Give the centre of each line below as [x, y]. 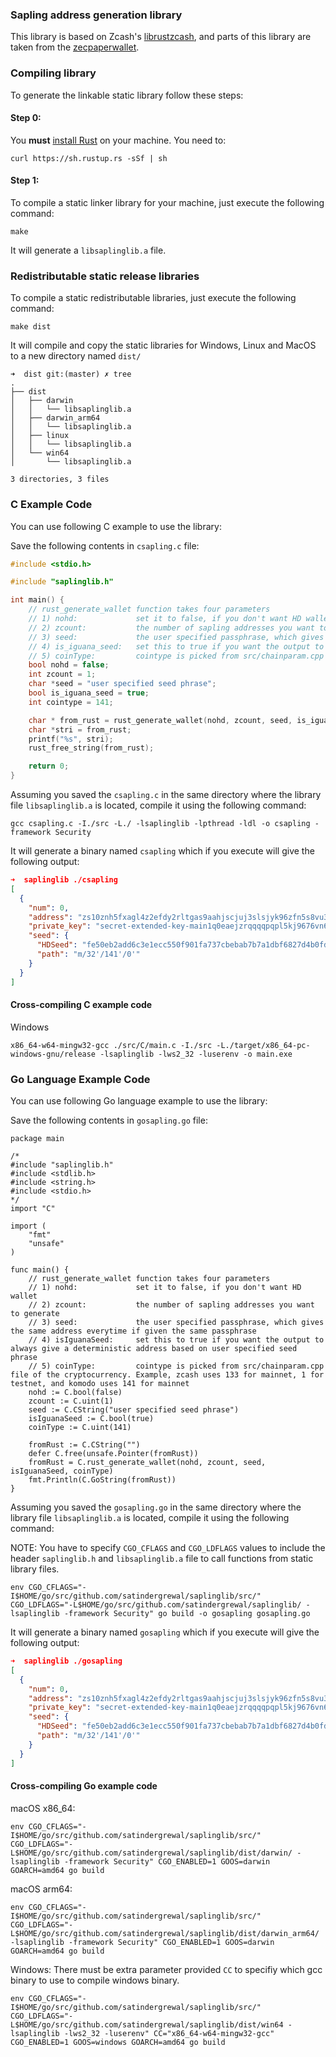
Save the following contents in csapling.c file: [105, 545]
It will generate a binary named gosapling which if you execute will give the [165, 1632]
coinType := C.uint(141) [80, 1428]
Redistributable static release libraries [105, 276]
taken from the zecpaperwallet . [75, 47]
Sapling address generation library [96, 15]
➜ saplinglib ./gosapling [66, 1661]
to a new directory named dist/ [76, 356]
